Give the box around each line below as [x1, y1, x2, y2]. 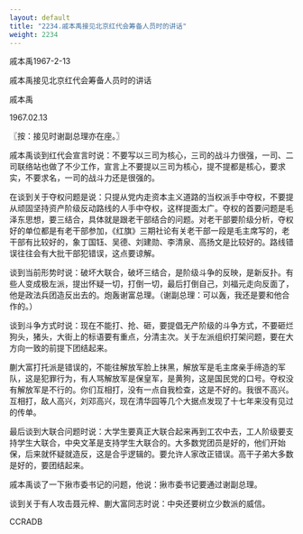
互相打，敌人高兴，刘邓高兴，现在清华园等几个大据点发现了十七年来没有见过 [9, 396, 294, 407]
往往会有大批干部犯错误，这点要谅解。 [16, 248, 160, 259]
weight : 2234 [9, 30, 59, 39]
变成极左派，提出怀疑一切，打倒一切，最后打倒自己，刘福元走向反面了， [24, 279, 294, 290]
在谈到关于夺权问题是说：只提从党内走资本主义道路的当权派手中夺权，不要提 [9, 191, 294, 203]
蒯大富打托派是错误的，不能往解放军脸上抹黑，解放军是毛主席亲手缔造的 [9, 362, 278, 373]
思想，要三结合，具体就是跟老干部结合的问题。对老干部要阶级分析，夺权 [24, 214, 294, 226]
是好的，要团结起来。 [9, 460, 88, 471]
